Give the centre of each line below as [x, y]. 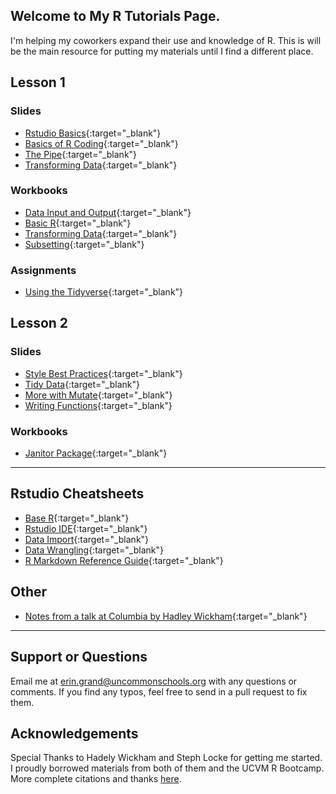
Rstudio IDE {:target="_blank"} [86, 528]
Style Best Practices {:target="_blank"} [103, 373]
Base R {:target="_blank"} [77, 518]
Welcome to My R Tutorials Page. [115, 16]
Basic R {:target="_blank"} [78, 223]
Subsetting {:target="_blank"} [84, 244]
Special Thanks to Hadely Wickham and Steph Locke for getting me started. [166, 758]
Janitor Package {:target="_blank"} [96, 453]
